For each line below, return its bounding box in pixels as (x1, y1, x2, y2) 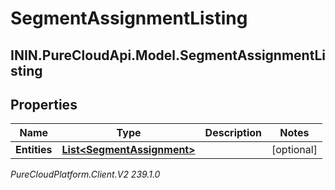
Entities (15, 143, 53, 157)
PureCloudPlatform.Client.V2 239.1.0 (10, 168, 161, 181)
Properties (10, 96, 78, 113)
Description (204, 126, 263, 140)
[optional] (271, 143, 318, 157)
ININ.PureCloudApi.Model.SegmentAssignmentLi (10, 47, 326, 64)
